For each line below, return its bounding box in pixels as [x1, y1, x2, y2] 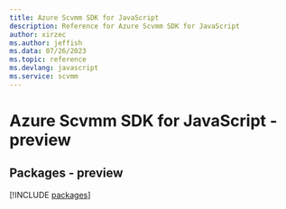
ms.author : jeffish [9, 38, 83, 48]
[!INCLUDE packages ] [9, 189, 91, 200]
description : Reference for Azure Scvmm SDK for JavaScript [9, 22, 241, 31]
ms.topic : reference [9, 55, 88, 64]
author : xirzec [9, 30, 67, 39]
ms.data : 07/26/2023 [9, 47, 88, 56]
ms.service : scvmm [9, 72, 78, 81]
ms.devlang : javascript [9, 64, 99, 73]
